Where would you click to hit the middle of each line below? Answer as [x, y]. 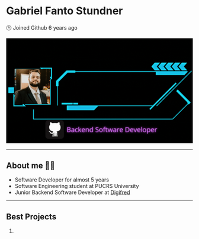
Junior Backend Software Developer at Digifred [72, 192]
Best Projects [31, 217]
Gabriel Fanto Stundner [65, 11]
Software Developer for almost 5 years [62, 180]
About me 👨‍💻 [31, 165]
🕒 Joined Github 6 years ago [42, 27]
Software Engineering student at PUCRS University [77, 186]
